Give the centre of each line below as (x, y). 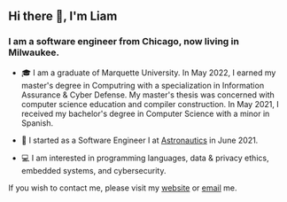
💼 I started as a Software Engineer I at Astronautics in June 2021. (140, 140)
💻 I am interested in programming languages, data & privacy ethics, (145, 158)
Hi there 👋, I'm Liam (63, 16)
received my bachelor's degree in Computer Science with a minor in (145, 113)
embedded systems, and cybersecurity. (93, 170)
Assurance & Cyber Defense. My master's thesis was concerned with (148, 95)
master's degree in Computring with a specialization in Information (143, 85)
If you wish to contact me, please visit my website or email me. (123, 188)
